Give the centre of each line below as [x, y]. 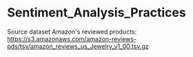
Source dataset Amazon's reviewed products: [72, 32]
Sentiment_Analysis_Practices [96, 13]
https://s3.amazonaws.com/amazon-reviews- [72, 38]
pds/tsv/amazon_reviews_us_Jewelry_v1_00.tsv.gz [78, 46]
